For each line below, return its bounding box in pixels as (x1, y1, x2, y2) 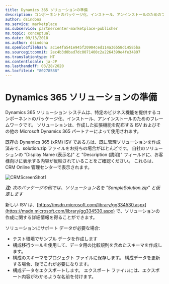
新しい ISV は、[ (5, 201, 39, 207)
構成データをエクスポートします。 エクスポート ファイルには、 (12, 267, 142, 273)
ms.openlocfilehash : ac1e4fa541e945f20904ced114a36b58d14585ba (5, 45, 141, 50)
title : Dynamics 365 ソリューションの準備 (5, 7, 88, 13)
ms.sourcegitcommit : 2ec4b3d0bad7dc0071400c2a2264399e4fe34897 (5, 49, 141, 54)
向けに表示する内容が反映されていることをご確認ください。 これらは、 (9, 157, 156, 164)
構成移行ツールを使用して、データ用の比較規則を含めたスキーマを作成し (12, 242, 162, 248)
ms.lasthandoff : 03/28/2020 (5, 64, 64, 69)
